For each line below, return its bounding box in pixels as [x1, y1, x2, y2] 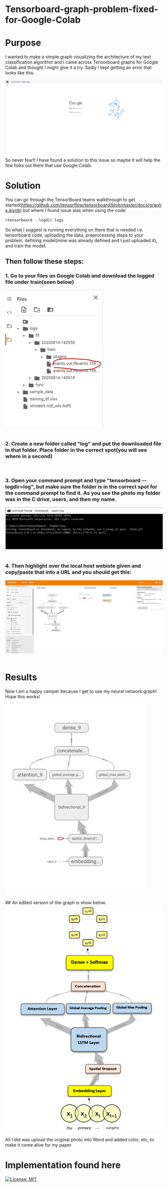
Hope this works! [5, 694, 40, 700]
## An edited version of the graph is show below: [5, 900, 106, 906]
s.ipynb [5, 207, 20, 213]
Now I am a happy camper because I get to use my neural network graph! [5, 688, 157, 694]
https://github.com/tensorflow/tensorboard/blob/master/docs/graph [21, 202, 161, 208]
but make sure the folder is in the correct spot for [35, 483, 157, 490]
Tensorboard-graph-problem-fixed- [5, 4, 158, 15]
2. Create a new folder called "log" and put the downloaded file [5, 441, 161, 448]
